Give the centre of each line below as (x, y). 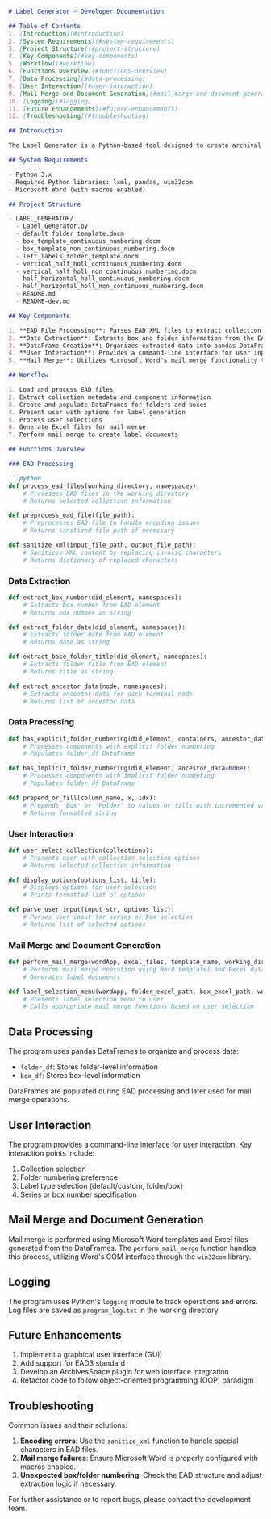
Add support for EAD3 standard (73, 1363)
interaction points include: (52, 1153)
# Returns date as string (67, 642)
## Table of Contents (45, 26)
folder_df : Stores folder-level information (89, 1067)
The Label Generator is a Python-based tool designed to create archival (135, 145)
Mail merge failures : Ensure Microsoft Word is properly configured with (139, 1458)
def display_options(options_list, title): (83, 880)
